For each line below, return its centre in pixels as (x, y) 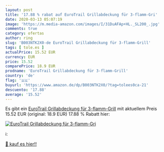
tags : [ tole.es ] (25, 47)
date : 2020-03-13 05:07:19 (34, 19)
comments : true (21, 29)
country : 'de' (20, 76)
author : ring (19, 38)
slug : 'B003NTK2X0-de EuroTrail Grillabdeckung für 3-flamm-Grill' (78, 43)
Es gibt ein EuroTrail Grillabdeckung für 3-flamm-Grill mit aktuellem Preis (81, 109)
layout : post (19, 10)
